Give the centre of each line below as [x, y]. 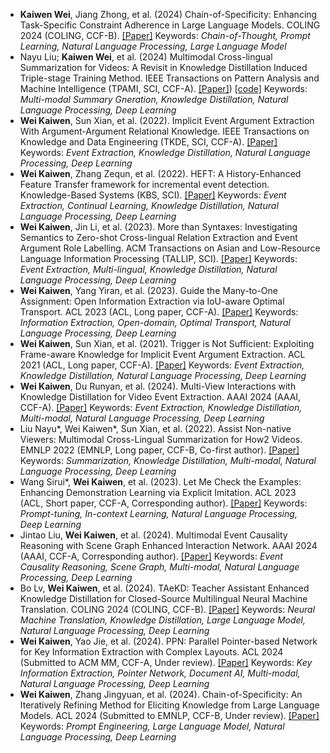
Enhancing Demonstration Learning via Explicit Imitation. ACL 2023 [158, 492]
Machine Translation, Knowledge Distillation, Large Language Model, [163, 620]
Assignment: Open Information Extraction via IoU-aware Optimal [152, 301]
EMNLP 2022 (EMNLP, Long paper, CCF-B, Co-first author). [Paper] [159, 450]
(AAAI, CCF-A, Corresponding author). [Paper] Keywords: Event [151, 556]
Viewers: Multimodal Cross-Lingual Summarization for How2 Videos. [161, 439]
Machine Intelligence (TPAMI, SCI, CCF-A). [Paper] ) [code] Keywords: [163, 88]
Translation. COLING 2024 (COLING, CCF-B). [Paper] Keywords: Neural [167, 609]
